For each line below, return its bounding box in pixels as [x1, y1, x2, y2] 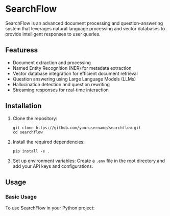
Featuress [5, 46, 38, 54]
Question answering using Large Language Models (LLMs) [12, 75, 136, 82]
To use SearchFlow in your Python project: [5, 205, 95, 211]
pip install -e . [12, 148, 50, 154]
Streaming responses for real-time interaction [12, 87, 109, 93]
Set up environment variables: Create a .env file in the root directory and [12, 158, 165, 164]
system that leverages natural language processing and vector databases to [5, 25, 165, 31]
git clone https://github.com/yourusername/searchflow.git [12, 125, 141, 130]
